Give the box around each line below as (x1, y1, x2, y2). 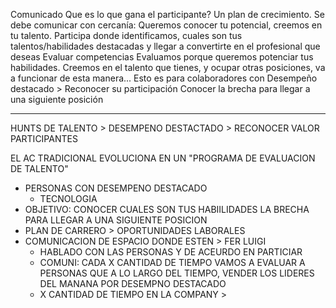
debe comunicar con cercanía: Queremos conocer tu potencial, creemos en (10, 19, 323, 31)
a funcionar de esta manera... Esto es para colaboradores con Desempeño (10, 72, 318, 84)
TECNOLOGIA (39, 193, 98, 204)
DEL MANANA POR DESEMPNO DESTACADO (39, 278, 227, 289)
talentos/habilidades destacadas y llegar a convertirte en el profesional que (10, 40, 321, 52)
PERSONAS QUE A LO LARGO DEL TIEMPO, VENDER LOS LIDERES (39, 267, 315, 279)
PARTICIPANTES (10, 133, 78, 144)
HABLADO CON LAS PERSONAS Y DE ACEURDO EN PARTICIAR (39, 246, 303, 258)
